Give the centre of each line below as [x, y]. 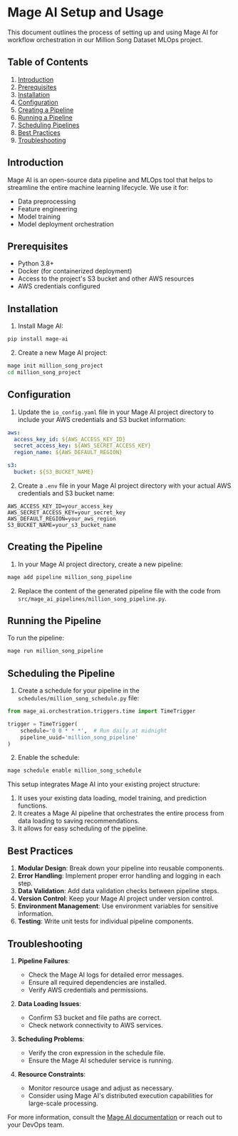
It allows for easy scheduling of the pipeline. [83, 828]
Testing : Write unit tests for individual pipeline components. [105, 921]
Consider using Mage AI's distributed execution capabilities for [121, 1095]
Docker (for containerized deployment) [75, 271]
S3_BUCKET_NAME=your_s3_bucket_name [62, 525]
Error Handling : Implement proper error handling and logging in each [119, 876]
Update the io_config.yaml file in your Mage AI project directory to [115, 412]
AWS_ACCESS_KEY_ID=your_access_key [60, 506]
